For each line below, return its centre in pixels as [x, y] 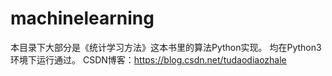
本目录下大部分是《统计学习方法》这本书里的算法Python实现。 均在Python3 [166, 47]
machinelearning [82, 18]
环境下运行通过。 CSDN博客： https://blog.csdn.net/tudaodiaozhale [148, 59]
